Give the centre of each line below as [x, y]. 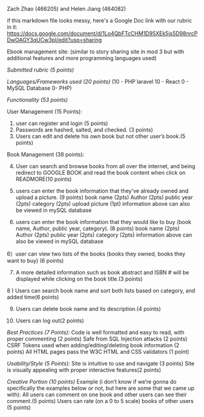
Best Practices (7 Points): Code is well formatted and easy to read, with [96, 332]
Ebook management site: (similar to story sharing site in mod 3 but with [96, 52]
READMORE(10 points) [44, 179]
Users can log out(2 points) [50, 320]
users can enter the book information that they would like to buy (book [104, 222]
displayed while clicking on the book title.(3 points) [79, 279]
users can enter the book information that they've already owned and [102, 191]
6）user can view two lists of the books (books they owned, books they [96, 254]
